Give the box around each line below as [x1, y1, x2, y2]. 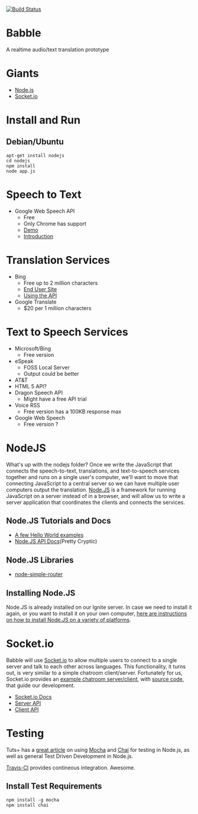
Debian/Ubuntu [6, 137, 64, 147]
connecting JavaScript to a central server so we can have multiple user [6, 480, 180, 487]
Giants [6, 67, 40, 80]
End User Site [23, 285, 57, 293]
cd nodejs [6, 158, 31, 164]
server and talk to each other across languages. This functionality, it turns [6, 663, 186, 670]
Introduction [23, 232, 54, 240]
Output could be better [23, 370, 79, 377]
